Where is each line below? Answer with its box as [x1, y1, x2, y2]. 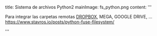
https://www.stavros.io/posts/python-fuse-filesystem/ [5, 19, 114, 25]
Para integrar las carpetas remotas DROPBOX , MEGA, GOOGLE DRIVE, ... [5, 14, 153, 19]
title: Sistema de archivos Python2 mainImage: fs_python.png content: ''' [5, 4, 152, 10]
